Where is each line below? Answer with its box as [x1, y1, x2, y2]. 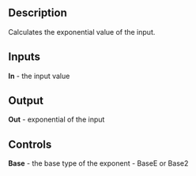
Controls [8, 137, 52, 151]
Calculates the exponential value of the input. [8, 27, 156, 36]
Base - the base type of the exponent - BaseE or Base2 [8, 159, 189, 168]
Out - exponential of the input [8, 114, 105, 125]
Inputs [8, 51, 41, 64]
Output [8, 94, 43, 107]
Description [8, 6, 67, 20]
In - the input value [8, 71, 70, 81]
